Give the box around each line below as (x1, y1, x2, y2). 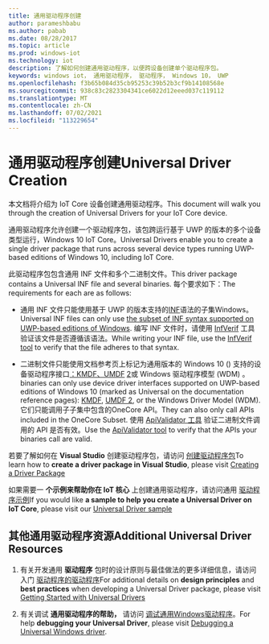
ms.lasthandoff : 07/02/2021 (8, 109, 103, 118)
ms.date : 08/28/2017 (8, 34, 78, 43)
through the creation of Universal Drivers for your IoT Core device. (8, 208, 228, 217)
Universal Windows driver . (19, 626, 108, 636)
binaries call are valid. (19, 434, 92, 444)
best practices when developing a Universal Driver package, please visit (19, 584, 261, 593)
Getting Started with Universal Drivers (19, 592, 146, 602)
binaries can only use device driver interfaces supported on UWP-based (19, 378, 260, 387)
